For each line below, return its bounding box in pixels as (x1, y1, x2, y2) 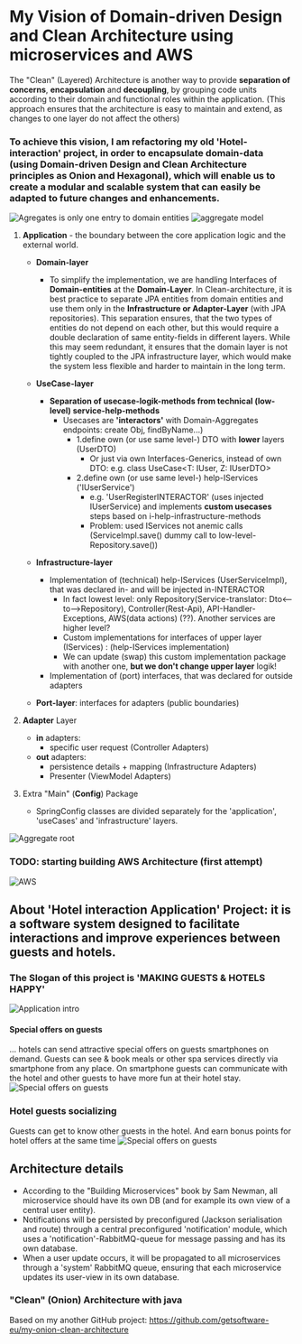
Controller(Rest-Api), (127, 603, 206, 615)
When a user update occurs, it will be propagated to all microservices (22, 1252, 281, 1263)
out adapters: (35, 752, 87, 763)
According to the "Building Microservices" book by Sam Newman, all (22, 1185, 278, 1196)
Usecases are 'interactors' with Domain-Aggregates (62, 415, 259, 426)
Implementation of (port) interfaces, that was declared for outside (49, 671, 293, 681)
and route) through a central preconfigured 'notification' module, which (22, 1223, 288, 1234)
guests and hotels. (9, 944, 116, 959)
